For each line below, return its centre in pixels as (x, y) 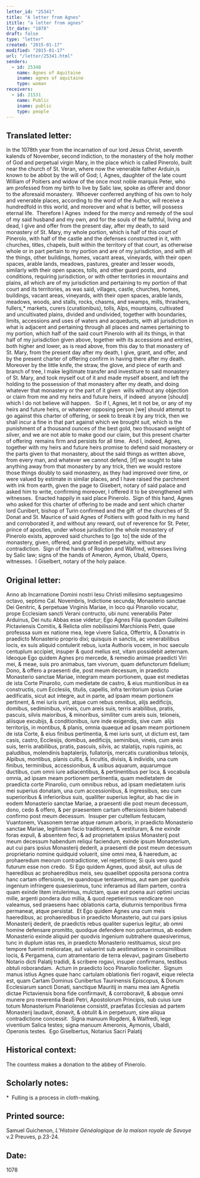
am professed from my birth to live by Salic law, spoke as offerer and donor (98, 188)
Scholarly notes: (37, 1083)
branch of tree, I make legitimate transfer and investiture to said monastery (98, 372)
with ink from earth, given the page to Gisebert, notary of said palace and (96, 486)
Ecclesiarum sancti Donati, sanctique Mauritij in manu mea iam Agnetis (93, 987)
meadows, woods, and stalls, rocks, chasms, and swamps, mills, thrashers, (98, 302)
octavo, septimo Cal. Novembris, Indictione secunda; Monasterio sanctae (96, 601)
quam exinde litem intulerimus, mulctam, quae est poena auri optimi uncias (98, 892)
